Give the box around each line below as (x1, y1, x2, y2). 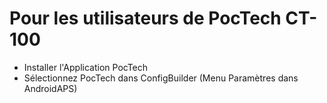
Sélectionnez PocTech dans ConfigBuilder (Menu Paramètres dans (23, 72, 299, 84)
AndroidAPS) (23, 82, 78, 94)
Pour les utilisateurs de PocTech (9, 7, 282, 30)
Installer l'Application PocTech (23, 61, 149, 73)
